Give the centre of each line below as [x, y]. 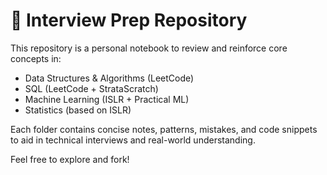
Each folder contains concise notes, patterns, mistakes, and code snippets [164, 129]
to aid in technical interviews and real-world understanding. [133, 140]
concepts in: [36, 58]
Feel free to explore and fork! [70, 159]
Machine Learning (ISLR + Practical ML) [107, 99]
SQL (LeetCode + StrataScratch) [91, 88]
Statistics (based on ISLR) [78, 110]
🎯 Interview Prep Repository [129, 20]
